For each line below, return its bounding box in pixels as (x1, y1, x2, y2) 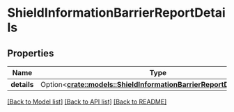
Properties (7, 47, 54, 59)
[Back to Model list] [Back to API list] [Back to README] (7, 97, 167, 106)
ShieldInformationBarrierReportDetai (7, 5, 226, 21)
